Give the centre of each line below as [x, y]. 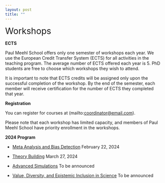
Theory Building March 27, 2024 [45, 156]
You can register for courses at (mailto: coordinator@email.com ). [70, 113]
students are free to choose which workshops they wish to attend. [72, 68]
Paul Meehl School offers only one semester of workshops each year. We [80, 53]
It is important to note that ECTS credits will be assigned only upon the [77, 78]
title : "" [15, 14]
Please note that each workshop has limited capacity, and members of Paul [82, 122]
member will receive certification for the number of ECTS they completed [80, 88]
